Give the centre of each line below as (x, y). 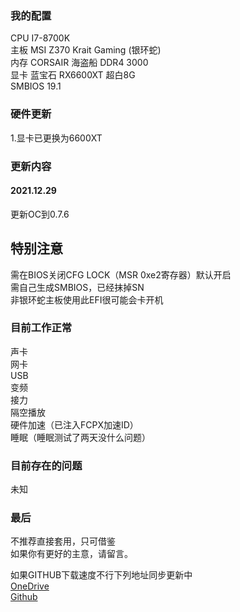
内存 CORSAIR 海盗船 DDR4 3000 (79, 63)
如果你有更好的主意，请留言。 (71, 554)
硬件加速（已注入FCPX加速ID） (74, 424)
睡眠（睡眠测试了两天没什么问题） (80, 437)
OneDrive (30, 586)
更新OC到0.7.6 (40, 214)
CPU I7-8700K (40, 38)
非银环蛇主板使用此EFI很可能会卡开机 (87, 299)
